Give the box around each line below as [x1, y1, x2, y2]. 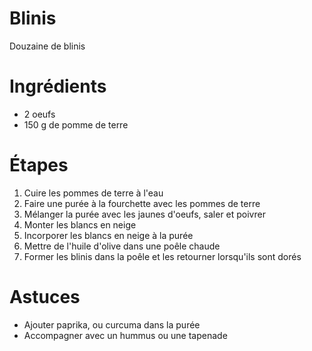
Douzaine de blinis [9, 40, 86, 52]
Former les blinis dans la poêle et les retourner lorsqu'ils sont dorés [23, 250, 302, 262]
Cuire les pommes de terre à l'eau [23, 187, 164, 199]
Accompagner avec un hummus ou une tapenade [23, 329, 228, 341]
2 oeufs [23, 108, 56, 120]
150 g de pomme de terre [23, 118, 129, 131]
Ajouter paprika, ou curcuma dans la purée [23, 318, 201, 331]
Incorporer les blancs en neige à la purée [23, 229, 194, 241]
